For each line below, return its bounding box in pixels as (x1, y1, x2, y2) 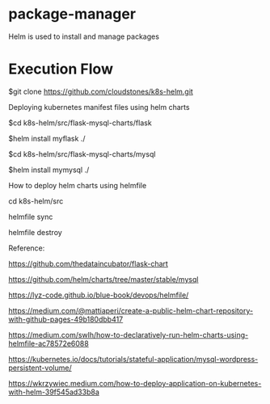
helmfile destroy (8, 227, 62, 237)
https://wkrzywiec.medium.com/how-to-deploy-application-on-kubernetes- (8, 378, 262, 388)
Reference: (8, 243, 45, 253)
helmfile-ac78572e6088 (8, 339, 89, 348)
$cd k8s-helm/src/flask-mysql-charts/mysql (8, 149, 156, 158)
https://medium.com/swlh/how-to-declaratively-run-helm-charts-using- (8, 330, 249, 339)
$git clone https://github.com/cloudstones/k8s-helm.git (8, 86, 194, 96)
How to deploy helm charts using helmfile (8, 180, 147, 190)
